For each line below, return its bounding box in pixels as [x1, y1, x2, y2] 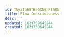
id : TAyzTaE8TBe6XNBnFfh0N [5, 7, 60, 12]
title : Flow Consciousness [5, 12, 60, 16]
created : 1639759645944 [5, 25, 53, 30]
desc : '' [5, 16, 23, 21]
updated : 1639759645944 [5, 20, 53, 25]
